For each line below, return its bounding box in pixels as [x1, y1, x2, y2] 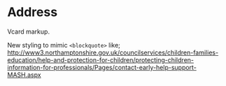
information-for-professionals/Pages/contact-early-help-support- [7, 63, 197, 71]
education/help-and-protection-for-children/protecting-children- [7, 55, 195, 64]
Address [7, 4, 58, 20]
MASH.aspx [7, 71, 41, 79]
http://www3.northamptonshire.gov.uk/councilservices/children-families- [7, 48, 219, 57]
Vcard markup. [7, 27, 50, 36]
